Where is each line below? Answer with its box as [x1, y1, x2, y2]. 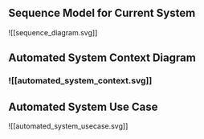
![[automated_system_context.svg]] [8, 76, 153, 87]
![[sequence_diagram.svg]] [8, 27, 98, 37]
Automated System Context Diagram [8, 51, 197, 65]
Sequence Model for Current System [8, 6, 196, 20]
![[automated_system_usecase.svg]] [8, 121, 129, 131]
